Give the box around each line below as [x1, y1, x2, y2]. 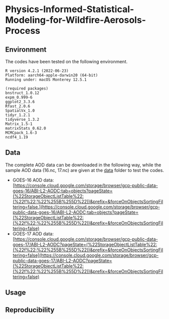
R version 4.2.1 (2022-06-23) [5, 68, 69, 73]
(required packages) [5, 86, 49, 91]
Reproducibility [5, 305, 54, 314]
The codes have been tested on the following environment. [5, 59, 128, 64]
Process [5, 25, 40, 36]
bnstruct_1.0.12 [5, 90, 39, 96]
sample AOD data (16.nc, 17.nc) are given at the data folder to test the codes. [5, 167, 164, 173]
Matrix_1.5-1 [5, 121, 33, 126]
